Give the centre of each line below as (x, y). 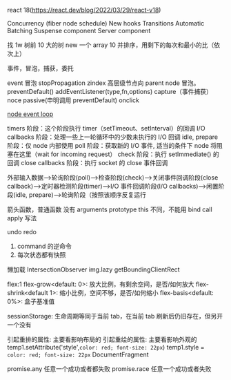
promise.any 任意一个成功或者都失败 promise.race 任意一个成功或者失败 (109, 369)
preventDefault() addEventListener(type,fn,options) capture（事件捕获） (110, 92)
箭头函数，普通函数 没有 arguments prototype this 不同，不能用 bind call (110, 209)
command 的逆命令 (44, 246)
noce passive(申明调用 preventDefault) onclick (73, 100)
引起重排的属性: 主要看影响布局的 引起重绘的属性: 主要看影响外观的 (102, 339)
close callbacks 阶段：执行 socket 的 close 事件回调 (94, 163)
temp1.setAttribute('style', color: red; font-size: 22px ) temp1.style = (106, 347)
